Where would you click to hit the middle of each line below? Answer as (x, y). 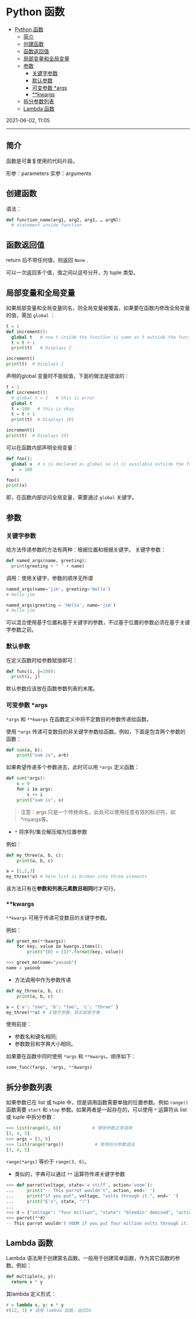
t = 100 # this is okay (43, 409)
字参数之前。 (21, 630)
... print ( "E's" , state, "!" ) (48, 1202)
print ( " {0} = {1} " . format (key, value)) (76, 952)
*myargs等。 (36, 819)
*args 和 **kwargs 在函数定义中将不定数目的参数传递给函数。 (79, 719)
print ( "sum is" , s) (40, 800)
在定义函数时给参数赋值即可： (42, 660)
